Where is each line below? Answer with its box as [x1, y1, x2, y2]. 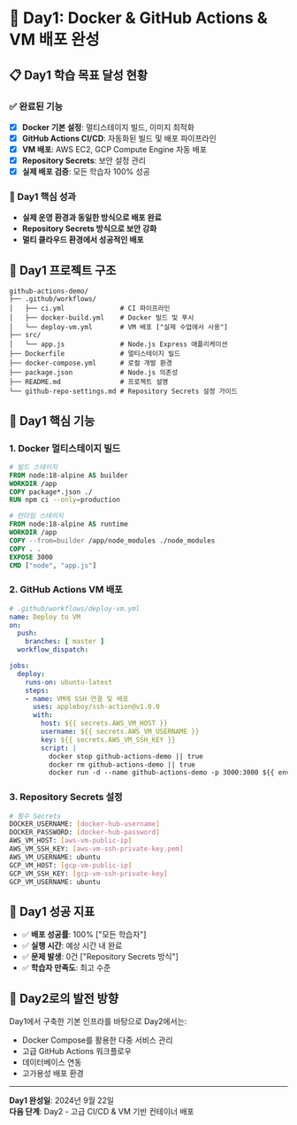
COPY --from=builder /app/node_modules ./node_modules [9, 536, 216, 545]
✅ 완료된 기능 [9, 100, 64, 112]
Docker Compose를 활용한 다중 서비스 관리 [21, 1035, 173, 1045]
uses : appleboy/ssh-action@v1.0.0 [32, 703, 161, 712]
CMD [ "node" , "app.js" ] [9, 561, 97, 570]
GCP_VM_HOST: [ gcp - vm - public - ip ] [9, 860, 133, 870]
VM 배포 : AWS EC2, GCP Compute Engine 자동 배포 [21, 144, 208, 154]
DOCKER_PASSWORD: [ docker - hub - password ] [9, 828, 161, 837]
